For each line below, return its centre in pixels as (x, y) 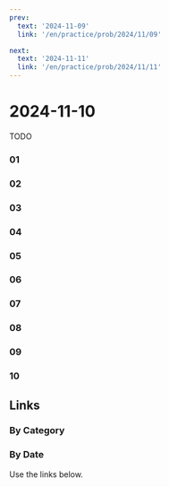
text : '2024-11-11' (54, 59)
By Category (37, 430)
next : (19, 50)
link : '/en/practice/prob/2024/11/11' (90, 67)
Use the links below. (46, 474)
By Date (27, 455)
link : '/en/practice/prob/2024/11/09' (90, 34)
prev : (19, 17)
